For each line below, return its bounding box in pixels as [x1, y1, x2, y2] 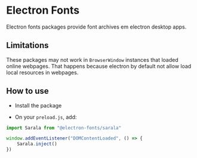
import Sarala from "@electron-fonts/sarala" [6, 125, 121, 131]
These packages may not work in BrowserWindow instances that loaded [6, 56, 179, 63]
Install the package [14, 102, 62, 109]
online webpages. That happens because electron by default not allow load [6, 62, 192, 69]
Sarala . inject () [17, 141, 58, 147]
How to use [6, 86, 49, 96]
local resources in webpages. [6, 69, 79, 76]
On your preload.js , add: [14, 113, 77, 121]
